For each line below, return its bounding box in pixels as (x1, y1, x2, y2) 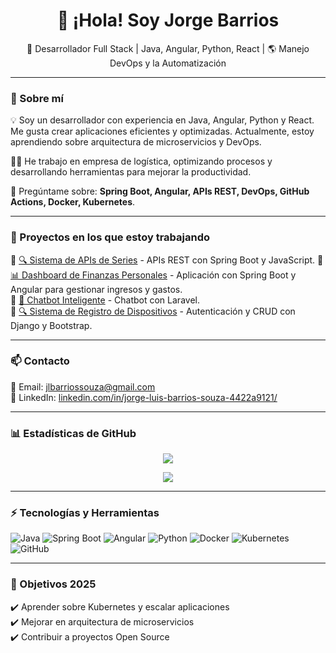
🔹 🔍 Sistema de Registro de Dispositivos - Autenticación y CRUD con (10, 305, 296, 317)
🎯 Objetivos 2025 (10, 577, 97, 591)
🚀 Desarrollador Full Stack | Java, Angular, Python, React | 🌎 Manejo (26, 42, 310, 54)
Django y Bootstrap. (10, 319, 93, 331)
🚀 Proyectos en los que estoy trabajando (10, 230, 211, 244)
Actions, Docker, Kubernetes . (10, 196, 136, 208)
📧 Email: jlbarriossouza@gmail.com (10, 380, 156, 393)
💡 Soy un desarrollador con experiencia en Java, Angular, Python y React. (10, 114, 315, 126)
